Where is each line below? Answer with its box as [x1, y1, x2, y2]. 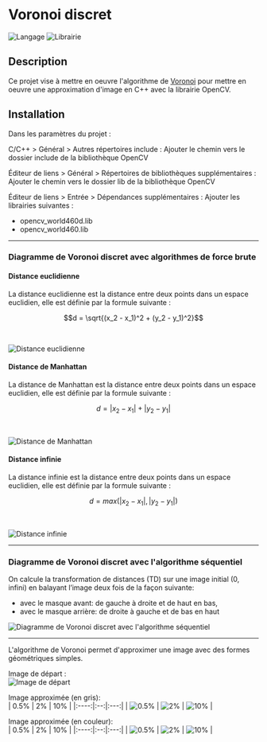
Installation [8, 107, 65, 121]
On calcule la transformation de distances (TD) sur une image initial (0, [8, 574, 240, 584]
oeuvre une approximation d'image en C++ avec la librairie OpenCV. [8, 84, 231, 94]
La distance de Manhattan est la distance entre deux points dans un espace [8, 380, 257, 389]
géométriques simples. [8, 653, 83, 662]
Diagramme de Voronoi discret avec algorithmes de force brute [8, 252, 257, 263]
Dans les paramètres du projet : [8, 129, 111, 139]
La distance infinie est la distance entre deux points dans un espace [8, 472, 231, 482]
